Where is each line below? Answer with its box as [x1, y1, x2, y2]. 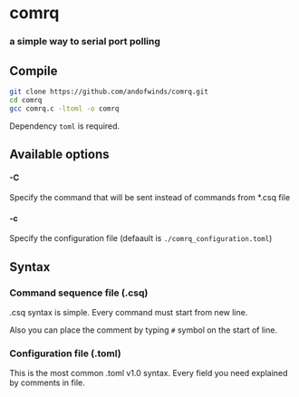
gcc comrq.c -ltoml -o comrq [9, 103, 120, 113]
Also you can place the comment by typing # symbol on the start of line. [9, 324, 278, 335]
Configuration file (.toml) [9, 347, 121, 360]
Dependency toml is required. [9, 121, 121, 131]
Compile [9, 63, 58, 79]
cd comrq [9, 95, 43, 104]
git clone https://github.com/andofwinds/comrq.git [9, 87, 208, 96]
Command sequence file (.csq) [9, 286, 149, 299]
